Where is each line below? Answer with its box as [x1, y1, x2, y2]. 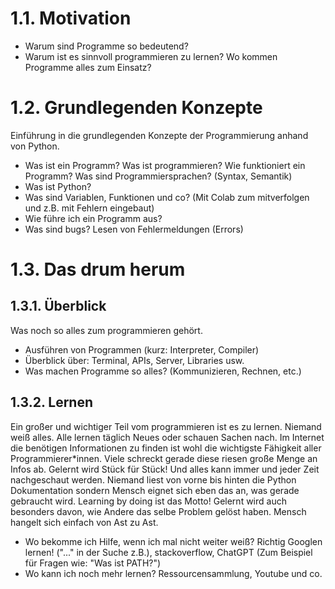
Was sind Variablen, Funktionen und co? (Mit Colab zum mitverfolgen [24, 191, 310, 203]
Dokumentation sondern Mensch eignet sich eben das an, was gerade [10, 484, 300, 496]
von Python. [10, 140, 60, 152]
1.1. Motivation [10, 7, 132, 30]
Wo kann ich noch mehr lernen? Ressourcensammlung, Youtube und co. [24, 567, 323, 579]
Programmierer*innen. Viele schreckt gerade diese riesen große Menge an [10, 452, 318, 464]
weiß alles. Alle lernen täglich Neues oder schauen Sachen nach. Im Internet [10, 431, 325, 443]
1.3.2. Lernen [10, 394, 94, 411]
